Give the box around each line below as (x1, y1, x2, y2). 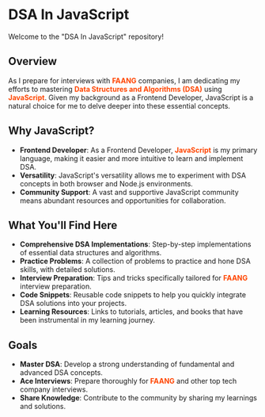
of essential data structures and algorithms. (19, 248, 162, 258)
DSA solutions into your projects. (19, 299, 127, 308)
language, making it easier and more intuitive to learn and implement (19, 153, 244, 163)
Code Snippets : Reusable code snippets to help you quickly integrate (19, 290, 247, 300)
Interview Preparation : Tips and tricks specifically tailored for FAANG (19, 274, 248, 283)
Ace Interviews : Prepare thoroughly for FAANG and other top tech (19, 377, 237, 386)
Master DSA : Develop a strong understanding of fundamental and (19, 359, 235, 369)
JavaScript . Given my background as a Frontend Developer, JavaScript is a (8, 93, 254, 102)
